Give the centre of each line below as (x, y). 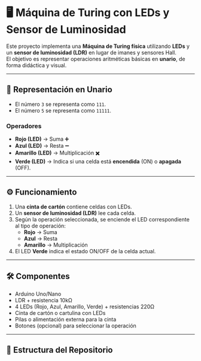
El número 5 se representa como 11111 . (63, 110)
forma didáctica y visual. (36, 65)
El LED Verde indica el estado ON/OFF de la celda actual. (85, 251)
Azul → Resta (41, 238)
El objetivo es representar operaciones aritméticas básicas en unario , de (96, 59)
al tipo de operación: (40, 226)
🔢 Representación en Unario (59, 90)
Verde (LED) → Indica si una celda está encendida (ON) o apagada (98, 162)
